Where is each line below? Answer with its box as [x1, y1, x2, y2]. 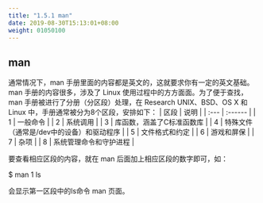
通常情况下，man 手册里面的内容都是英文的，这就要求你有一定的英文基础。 [8, 78, 254, 87]
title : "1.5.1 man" [8, 11, 73, 20]
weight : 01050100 [8, 26, 66, 34]
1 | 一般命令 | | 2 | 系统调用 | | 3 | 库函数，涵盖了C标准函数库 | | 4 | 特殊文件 [8, 117, 253, 127]
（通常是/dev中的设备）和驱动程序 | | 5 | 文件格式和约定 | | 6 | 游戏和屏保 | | [8, 128, 254, 137]
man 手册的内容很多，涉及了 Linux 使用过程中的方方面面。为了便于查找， [8, 88, 248, 98]
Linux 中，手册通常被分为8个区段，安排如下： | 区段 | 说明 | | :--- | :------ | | [8, 108, 257, 117]
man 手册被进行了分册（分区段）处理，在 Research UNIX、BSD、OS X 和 [8, 98, 248, 107]
